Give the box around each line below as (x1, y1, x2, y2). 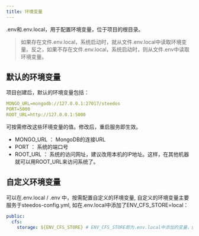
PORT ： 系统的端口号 (14, 143, 69, 151)
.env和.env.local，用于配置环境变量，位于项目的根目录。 (6, 25, 144, 33)
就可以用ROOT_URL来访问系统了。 (14, 158, 99, 165)
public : (6, 213, 25, 219)
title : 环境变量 (6, 8, 43, 15)
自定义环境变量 (6, 177, 61, 187)
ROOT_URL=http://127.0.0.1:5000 (6, 112, 86, 118)
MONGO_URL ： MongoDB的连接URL (14, 136, 106, 143)
